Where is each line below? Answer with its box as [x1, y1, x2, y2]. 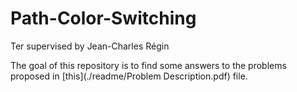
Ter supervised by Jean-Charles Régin [10, 40, 170, 52]
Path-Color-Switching [10, 7, 197, 30]
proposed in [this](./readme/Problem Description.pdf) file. [10, 70, 248, 82]
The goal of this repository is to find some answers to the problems [10, 59, 287, 71]
